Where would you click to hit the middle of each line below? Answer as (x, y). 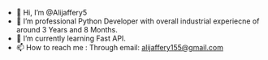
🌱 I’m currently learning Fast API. (71, 38)
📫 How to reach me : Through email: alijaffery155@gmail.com (119, 47)
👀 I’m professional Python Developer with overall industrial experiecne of (138, 21)
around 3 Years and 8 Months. (67, 30)
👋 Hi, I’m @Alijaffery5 (52, 13)
